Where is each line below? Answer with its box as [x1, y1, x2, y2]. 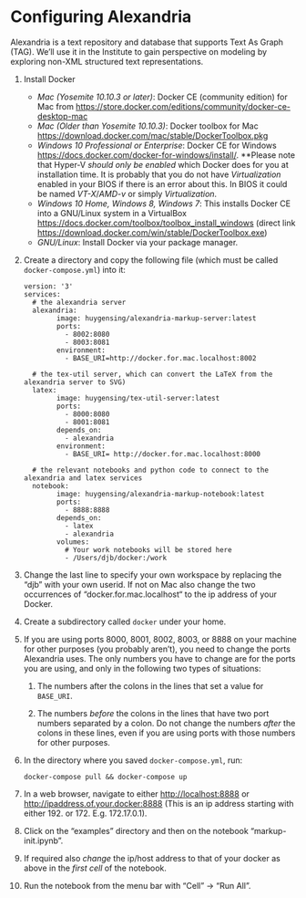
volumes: [56, 537, 90, 547]
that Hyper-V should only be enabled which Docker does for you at [36, 159, 290, 170]
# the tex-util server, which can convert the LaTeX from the [32, 370, 273, 379]
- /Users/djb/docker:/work [64, 553, 168, 562]
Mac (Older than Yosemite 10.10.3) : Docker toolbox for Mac [36, 120, 259, 131]
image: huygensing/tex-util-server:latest [56, 393, 220, 402]
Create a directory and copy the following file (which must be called [23, 254, 279, 266]
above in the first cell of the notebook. [23, 862, 168, 873]
